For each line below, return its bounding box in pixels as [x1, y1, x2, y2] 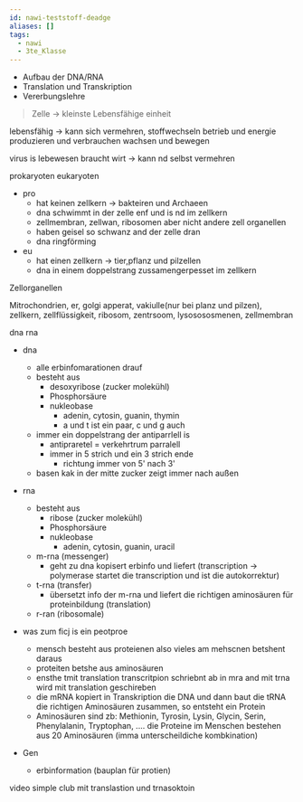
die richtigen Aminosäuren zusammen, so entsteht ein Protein [35, 702, 266, 712]
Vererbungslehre [22, 91, 86, 102]
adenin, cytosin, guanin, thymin [62, 410, 180, 421]
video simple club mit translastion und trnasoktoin [9, 783, 195, 794]
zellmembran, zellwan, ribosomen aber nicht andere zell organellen [35, 217, 287, 228]
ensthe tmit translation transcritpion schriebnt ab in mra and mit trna [35, 673, 290, 684]
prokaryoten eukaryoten [9, 171, 99, 182]
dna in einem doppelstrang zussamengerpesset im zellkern [35, 265, 257, 276]
